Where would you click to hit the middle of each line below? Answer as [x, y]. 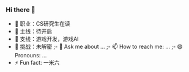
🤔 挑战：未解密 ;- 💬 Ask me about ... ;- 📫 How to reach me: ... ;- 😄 [98, 47]
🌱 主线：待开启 [33, 31]
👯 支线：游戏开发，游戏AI [46, 39]
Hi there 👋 [21, 10]
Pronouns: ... [31, 56]
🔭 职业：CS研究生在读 [43, 24]
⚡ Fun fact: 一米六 [37, 63]
